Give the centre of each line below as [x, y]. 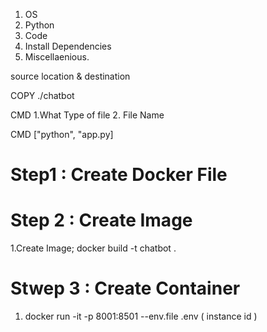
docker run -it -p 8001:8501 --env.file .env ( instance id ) [141, 316]
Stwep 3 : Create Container [125, 288]
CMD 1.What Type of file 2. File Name [87, 115]
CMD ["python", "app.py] [62, 134]
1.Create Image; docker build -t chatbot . [93, 248]
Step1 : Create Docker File [119, 175]
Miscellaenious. [57, 57]
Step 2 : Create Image [101, 220]
